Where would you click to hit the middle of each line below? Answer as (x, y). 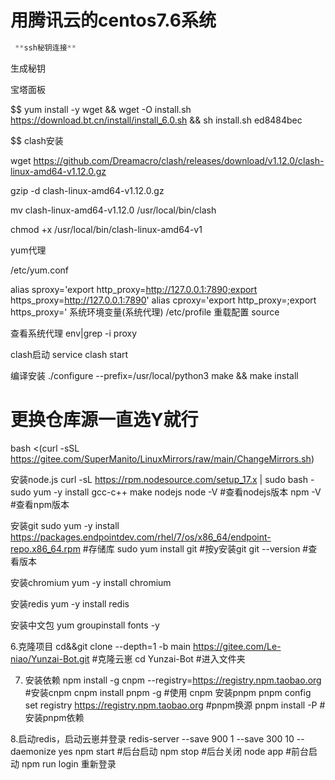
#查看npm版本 (40, 504)
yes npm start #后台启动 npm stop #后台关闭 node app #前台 (184, 751)
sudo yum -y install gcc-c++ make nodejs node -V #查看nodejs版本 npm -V (166, 492)
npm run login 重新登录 (69, 763)
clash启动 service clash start (69, 354)
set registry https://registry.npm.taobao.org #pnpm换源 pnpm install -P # (175, 705)
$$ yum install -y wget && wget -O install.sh (101, 109)
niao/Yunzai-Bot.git (50, 658)
